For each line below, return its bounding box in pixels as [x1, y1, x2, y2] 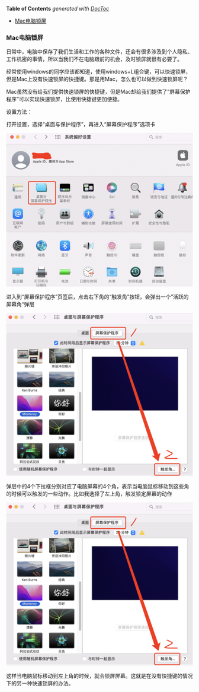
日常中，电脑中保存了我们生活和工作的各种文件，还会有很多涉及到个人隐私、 [6, 48, 193, 55]
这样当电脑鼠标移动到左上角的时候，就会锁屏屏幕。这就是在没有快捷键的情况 [6, 672, 193, 680]
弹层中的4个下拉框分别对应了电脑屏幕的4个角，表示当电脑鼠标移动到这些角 [6, 483, 190, 490]
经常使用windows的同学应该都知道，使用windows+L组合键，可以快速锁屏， [6, 68, 191, 75]
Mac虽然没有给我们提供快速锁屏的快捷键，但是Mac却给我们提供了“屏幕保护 [6, 88, 191, 96]
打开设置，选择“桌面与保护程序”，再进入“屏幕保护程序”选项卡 [6, 121, 156, 128]
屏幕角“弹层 [6, 301, 35, 308]
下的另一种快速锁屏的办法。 [6, 680, 74, 687]
